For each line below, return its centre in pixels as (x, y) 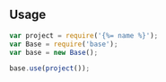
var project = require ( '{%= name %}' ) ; (84, 35)
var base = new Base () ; (54, 52)
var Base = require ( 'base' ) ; (64, 44)
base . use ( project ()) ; (50, 68)
